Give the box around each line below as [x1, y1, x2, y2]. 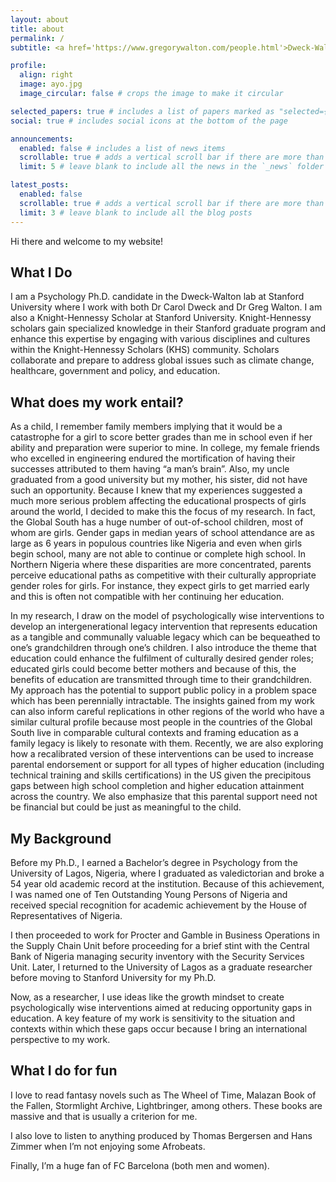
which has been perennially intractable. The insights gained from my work [10, 695, 315, 707]
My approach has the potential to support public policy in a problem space [10, 684, 317, 696]
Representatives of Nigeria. [10, 909, 123, 921]
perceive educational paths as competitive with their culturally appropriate [10, 569, 317, 581]
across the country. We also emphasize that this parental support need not [10, 791, 318, 803]
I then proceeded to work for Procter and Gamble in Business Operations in [10, 929, 320, 941]
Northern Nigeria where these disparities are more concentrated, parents [10, 559, 312, 571]
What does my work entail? [10, 394, 184, 411]
